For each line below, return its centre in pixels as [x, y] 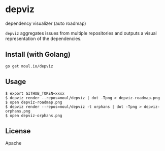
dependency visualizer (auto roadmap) [46, 23]
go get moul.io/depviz [29, 66]
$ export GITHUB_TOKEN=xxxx [35, 93]
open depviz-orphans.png [36, 116]
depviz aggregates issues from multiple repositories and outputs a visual [81, 33]
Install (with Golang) [38, 54]
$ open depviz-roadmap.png [34, 102]
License [18, 131]
